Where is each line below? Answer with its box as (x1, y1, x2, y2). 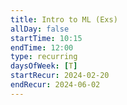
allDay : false (10, 24, 70, 34)
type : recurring (10, 52, 78, 62)
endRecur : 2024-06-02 (10, 80, 101, 90)
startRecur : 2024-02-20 (10, 71, 110, 81)
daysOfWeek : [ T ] (10, 61, 78, 71)
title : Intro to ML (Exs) (10, 14, 118, 25)
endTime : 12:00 (10, 42, 74, 53)
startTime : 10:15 (10, 33, 83, 43)
